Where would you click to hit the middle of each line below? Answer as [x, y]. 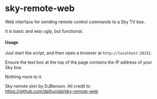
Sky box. [14, 68]
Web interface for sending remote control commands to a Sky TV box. [75, 22]
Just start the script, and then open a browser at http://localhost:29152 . [78, 53]
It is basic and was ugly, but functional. [44, 31]
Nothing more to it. [24, 77]
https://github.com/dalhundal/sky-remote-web [52, 91]
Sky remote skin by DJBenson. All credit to [48, 86]
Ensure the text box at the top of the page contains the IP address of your [78, 62]
